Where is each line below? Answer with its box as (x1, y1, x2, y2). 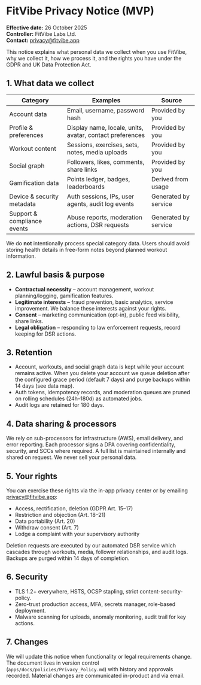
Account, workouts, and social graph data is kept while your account (14, 363, 184, 370)
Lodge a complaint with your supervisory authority (14, 531, 140, 537)
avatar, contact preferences (66, 130, 145, 139)
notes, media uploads (66, 148, 127, 156)
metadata (9, 199, 36, 208)
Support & (9, 209, 38, 218)
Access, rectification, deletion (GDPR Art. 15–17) (14, 505, 133, 512)
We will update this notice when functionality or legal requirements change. (6, 653, 192, 660)
